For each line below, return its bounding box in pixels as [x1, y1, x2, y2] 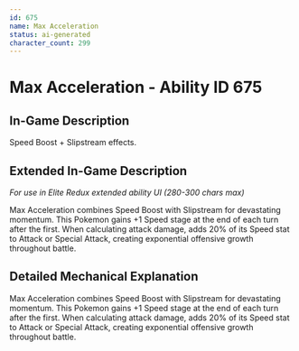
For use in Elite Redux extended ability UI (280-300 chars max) [9, 187, 246, 199]
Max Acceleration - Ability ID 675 [9, 78, 263, 97]
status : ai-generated [9, 30, 91, 39]
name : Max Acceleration [9, 22, 99, 31]
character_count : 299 [9, 38, 91, 48]
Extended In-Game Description [9, 163, 188, 179]
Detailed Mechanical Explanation [9, 269, 199, 284]
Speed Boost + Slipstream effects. [9, 137, 137, 148]
